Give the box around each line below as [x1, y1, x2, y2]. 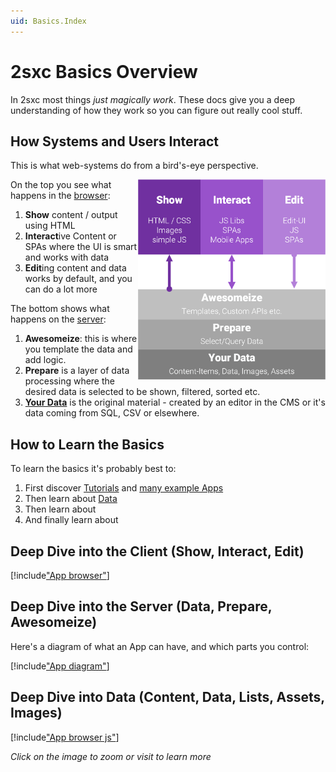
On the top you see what [10, 179, 112, 191]
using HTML [24, 220, 76, 232]
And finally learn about [24, 514, 119, 526]
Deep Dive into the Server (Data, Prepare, [10, 598, 273, 615]
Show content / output [24, 209, 118, 221]
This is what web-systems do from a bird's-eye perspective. [10, 160, 259, 172]
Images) [10, 705, 63, 722]
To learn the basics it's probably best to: [10, 463, 177, 475]
